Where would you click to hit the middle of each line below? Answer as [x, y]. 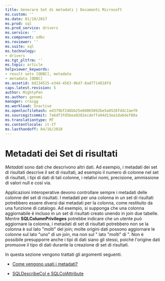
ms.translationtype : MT [30, 120]
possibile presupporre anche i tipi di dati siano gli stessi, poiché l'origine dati [82, 240]
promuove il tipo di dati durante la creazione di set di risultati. [67, 245]
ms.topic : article [24, 65]
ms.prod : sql [18, 23]
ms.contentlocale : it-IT [31, 124]
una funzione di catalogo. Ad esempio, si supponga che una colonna [75, 208]
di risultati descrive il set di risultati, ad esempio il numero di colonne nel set [82, 172]
